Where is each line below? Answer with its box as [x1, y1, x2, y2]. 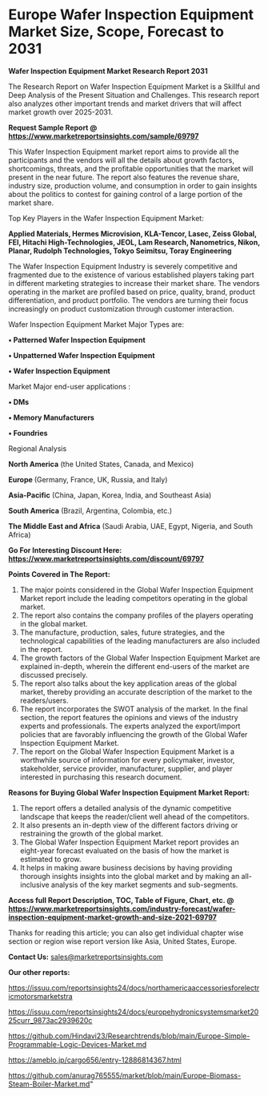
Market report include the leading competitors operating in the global [19, 593, 248, 602]
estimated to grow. [19, 854, 82, 864]
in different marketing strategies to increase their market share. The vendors [8, 278, 260, 288]
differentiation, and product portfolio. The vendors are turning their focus [8, 295, 249, 305]
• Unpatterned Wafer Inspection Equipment [8, 350, 155, 360]
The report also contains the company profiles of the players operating [19, 610, 254, 620]
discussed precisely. [19, 670, 88, 679]
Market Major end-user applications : [8, 381, 130, 391]
